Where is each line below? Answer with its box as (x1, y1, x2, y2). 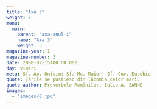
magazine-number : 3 (6, 54, 56, 60)
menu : (6, 20, 20, 26)
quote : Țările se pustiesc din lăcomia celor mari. (6, 76, 140, 82)
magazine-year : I (6, 48, 51, 54)
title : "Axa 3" (6, 8, 45, 15)
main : (12, 25, 26, 32)
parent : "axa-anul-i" (17, 31, 72, 38)
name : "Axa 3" (17, 37, 53, 43)
